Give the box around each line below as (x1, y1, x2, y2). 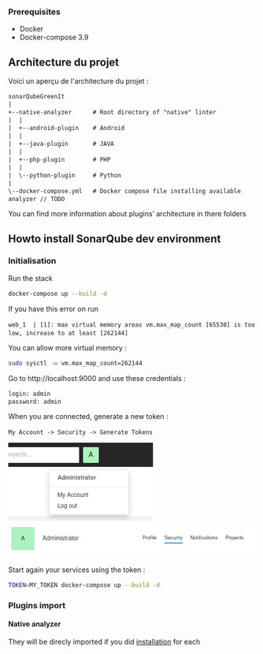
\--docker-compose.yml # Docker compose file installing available (8, 188, 242, 196)
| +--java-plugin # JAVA (8, 140, 114, 148)
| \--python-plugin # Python (8, 172, 122, 180)
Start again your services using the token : (8, 565, 146, 574)
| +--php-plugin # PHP (8, 156, 111, 164)
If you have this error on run (8, 304, 99, 313)
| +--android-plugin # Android (8, 125, 125, 133)
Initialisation (8, 256, 57, 267)
